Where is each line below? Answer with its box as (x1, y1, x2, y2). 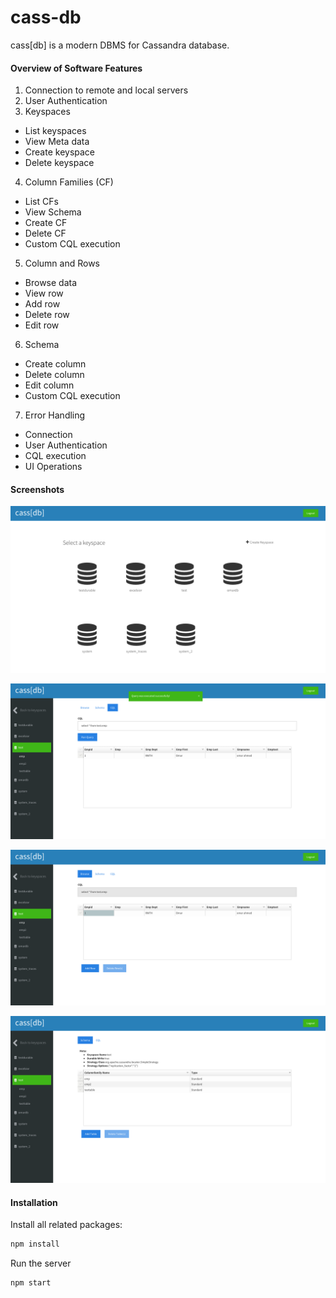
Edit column (24, 379, 75, 391)
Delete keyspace (24, 157, 95, 169)
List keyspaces (24, 125, 87, 137)
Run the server (10, 1257, 72, 1270)
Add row (24, 298, 61, 310)
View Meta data (24, 136, 90, 148)
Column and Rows (24, 257, 100, 270)
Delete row (24, 309, 70, 321)
